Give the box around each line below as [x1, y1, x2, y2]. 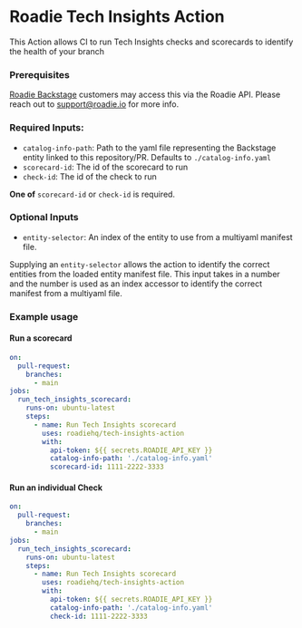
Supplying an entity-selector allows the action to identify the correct [9, 258, 270, 269]
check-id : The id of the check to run [22, 170, 157, 182]
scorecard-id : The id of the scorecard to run [22, 161, 189, 172]
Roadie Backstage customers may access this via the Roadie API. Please [9, 89, 281, 101]
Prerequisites [9, 68, 70, 81]
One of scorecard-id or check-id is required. [9, 188, 175, 199]
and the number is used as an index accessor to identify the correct [9, 278, 263, 289]
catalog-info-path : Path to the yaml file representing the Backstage [22, 142, 277, 153]
